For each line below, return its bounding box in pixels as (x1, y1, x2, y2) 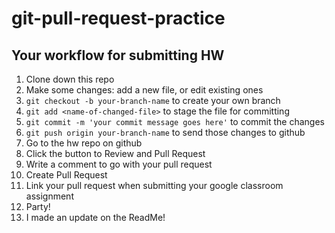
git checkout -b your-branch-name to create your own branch (25, 95, 281, 106)
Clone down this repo (25, 73, 115, 85)
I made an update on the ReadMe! (25, 212, 166, 223)
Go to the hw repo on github (25, 137, 143, 149)
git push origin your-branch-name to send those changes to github (25, 127, 306, 138)
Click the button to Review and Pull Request (25, 148, 206, 159)
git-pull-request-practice (11, 7, 226, 30)
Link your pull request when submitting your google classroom (25, 180, 284, 191)
